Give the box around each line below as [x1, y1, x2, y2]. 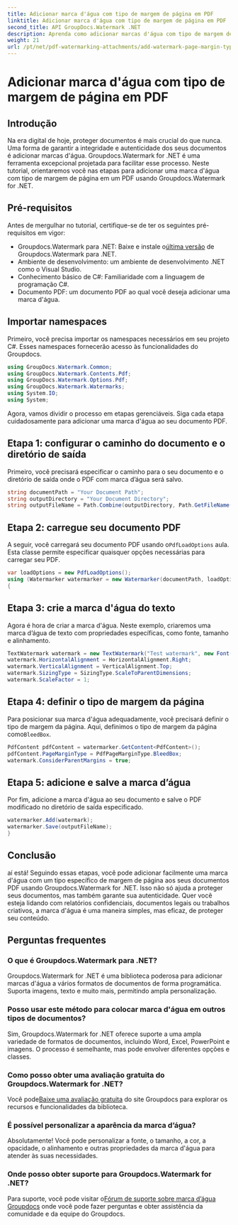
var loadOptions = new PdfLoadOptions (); [7, 569, 132, 576]
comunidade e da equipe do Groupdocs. [7, 1209, 125, 1218]
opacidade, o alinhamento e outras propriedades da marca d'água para [7, 1144, 215, 1153]
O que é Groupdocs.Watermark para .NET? [7, 955, 158, 965]
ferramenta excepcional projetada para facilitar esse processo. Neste [7, 159, 210, 167]
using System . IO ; [7, 390, 59, 397]
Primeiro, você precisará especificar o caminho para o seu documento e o [7, 467, 224, 476]
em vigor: [38, 228, 66, 237]
